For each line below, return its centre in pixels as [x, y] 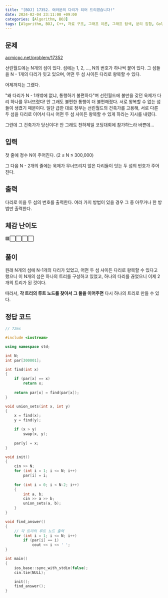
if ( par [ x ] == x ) [32, 379]
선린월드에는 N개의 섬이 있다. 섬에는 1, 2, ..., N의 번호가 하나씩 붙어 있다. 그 [78, 68]
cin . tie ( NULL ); [30, 572]
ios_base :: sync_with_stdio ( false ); [51, 568]
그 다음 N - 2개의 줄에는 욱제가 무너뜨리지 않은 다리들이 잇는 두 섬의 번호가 [78, 165]
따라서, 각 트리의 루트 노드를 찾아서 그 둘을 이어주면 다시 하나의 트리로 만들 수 [79, 293]
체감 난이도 [21, 226]
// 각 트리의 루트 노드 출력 [39, 531]
